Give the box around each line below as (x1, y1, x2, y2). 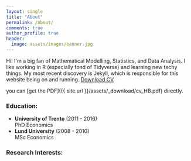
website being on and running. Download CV (6, 76, 114, 83)
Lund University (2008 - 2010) (14, 128, 90, 135)
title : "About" (6, 14, 43, 20)
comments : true (6, 25, 43, 31)
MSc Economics (14, 134, 54, 141)
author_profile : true (6, 30, 59, 36)
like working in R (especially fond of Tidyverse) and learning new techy (6, 63, 178, 70)
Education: (6, 102, 38, 110)
